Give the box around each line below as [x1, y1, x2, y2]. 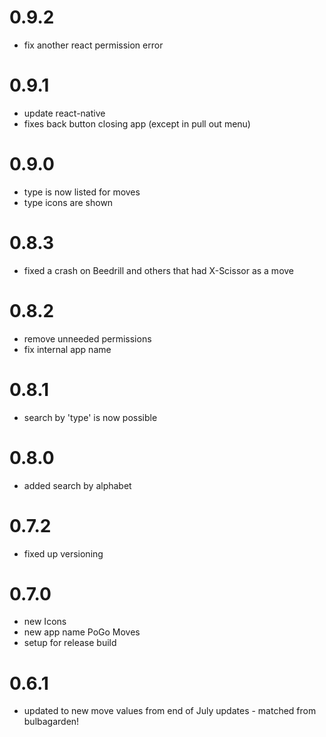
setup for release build [23, 637, 117, 649]
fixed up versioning [23, 547, 104, 560]
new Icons [23, 616, 67, 628]
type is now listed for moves [23, 186, 141, 198]
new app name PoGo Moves [23, 626, 141, 638]
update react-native [23, 107, 106, 119]
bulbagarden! [23, 716, 80, 728]
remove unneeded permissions [23, 332, 152, 345]
